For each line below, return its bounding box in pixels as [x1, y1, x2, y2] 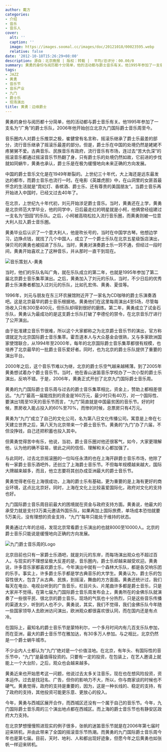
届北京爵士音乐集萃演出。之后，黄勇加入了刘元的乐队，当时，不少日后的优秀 [5, 276, 162, 281]
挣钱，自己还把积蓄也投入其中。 [13, 428, 80, 433]
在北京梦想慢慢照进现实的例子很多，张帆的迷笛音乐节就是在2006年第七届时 [5, 723, 160, 729]
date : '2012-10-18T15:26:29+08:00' [5, 53, 79, 59]
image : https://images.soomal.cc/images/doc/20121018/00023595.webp [9, 44, 155, 49]
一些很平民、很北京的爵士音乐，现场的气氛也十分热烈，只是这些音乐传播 [13, 595, 162, 601]
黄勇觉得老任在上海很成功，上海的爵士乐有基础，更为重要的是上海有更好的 [5, 478, 158, 484]
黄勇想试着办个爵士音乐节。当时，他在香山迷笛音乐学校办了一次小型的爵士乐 [5, 369, 162, 375]
